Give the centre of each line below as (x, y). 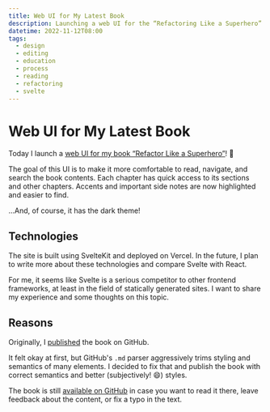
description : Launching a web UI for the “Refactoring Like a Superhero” (135, 23)
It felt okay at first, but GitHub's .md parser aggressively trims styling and (129, 358)
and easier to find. (39, 195)
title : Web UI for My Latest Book (67, 16)
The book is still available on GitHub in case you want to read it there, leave (133, 390)
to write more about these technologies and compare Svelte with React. (128, 265)
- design (30, 46)
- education (36, 62)
